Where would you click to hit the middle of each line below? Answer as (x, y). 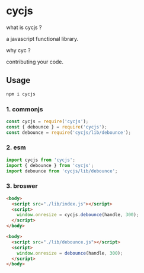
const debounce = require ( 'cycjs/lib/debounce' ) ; (69, 132)
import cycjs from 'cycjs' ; (41, 160)
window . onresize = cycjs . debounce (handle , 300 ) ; (78, 215)
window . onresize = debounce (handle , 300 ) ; (70, 253)
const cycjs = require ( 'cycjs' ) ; (47, 121)
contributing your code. (35, 62)
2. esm (16, 147)
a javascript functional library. (42, 38)
